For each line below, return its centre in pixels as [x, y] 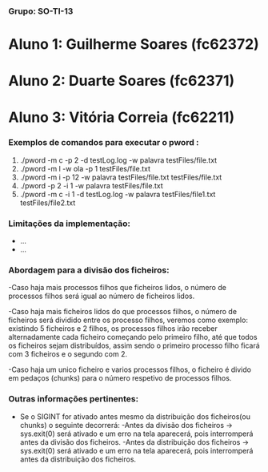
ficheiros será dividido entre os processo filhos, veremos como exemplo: [128, 320]
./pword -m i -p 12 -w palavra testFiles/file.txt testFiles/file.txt [121, 177]
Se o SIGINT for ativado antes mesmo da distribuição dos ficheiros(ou [135, 416]
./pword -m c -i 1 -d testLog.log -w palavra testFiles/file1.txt [118, 194]
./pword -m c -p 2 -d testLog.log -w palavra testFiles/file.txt [118, 160]
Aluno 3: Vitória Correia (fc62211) [121, 117]
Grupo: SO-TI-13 [41, 11]
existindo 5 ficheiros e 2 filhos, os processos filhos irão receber [113, 329]
